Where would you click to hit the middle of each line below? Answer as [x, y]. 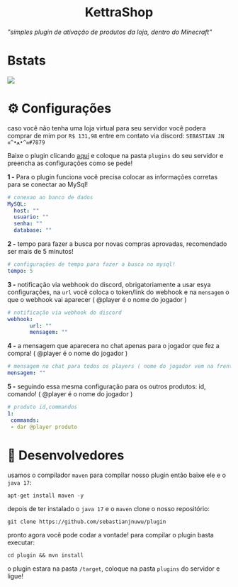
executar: [21, 542]
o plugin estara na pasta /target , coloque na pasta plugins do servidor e [114, 569]
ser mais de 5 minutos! [40, 252]
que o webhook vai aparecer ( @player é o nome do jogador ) [97, 299]
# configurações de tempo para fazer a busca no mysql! [91, 264]
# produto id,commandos [42, 407]
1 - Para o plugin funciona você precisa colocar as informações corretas [113, 177]
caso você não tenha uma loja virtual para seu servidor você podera [107, 128]
